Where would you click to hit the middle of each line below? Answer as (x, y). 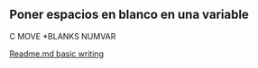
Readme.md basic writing (57, 54)
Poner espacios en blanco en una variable (129, 15)
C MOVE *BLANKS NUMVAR (63, 36)
